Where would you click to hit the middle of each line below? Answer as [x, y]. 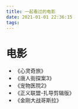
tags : [13, 22]
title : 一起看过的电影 [31, 11]
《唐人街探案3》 [35, 78]
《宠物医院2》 [32, 85]
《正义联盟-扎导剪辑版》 [45, 93]
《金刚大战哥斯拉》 [38, 100]
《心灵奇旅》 [30, 71]
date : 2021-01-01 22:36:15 [39, 17]
